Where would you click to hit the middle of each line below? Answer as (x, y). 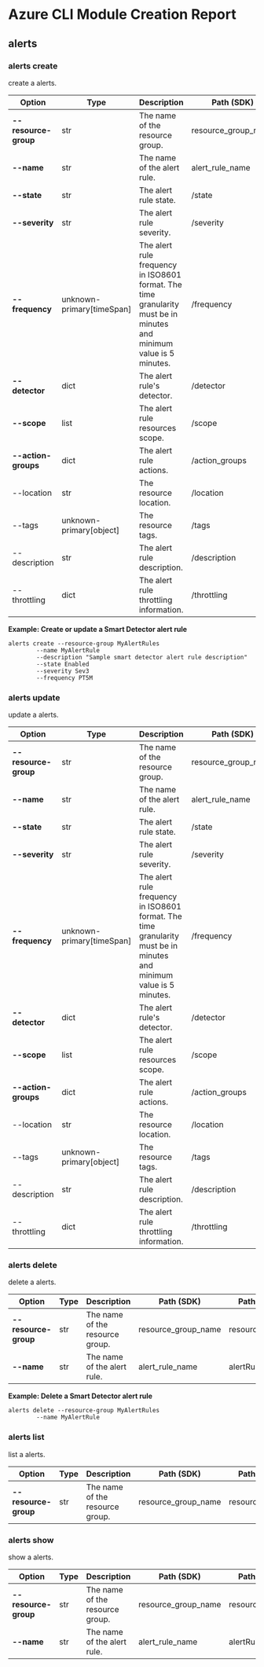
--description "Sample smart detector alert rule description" (142, 657)
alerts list (26, 1438)
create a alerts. (33, 83)
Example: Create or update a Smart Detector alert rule (97, 629)
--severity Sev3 (63, 671)
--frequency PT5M (64, 677)
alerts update (34, 697)
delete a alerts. (32, 1282)
